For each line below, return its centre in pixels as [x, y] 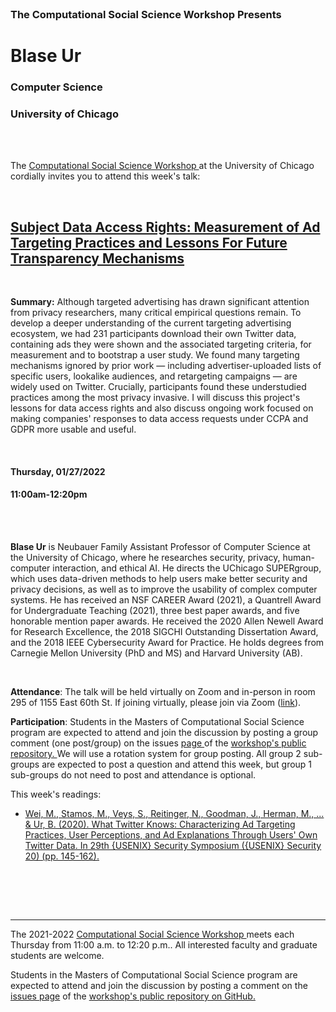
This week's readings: [56, 794]
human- [298, 557]
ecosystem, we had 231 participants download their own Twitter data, [153, 334]
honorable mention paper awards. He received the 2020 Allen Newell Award [167, 621]
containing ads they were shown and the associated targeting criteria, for [161, 344]
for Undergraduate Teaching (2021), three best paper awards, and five [155, 610]
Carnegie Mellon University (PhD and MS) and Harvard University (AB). [156, 653]
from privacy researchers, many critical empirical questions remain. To [156, 313]
